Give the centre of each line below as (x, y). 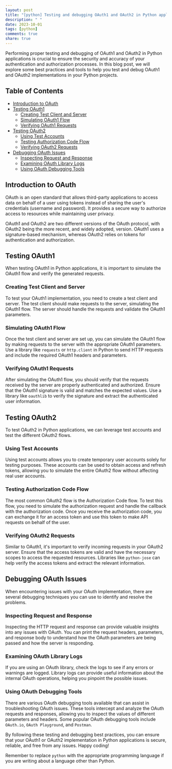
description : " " (24, 19)
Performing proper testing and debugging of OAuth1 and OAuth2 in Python (84, 53)
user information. (24, 401)
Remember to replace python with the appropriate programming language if (85, 755)
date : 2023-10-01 (24, 24)
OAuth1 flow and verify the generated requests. (55, 274)
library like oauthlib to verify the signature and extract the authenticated (82, 396)
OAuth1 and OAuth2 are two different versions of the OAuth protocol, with (83, 223)
